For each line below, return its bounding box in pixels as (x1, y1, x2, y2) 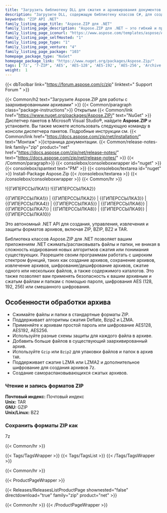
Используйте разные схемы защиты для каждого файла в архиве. (12, 333, 153, 339)
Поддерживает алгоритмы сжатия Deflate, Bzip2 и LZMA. (12, 317, 134, 323)
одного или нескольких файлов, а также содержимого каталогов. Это (5, 268, 154, 274)
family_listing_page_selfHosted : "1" (5, 35, 83, 40)
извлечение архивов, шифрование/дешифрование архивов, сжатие (5, 263, 149, 268)
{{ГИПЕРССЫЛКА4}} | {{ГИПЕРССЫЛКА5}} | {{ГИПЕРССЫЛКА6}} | (5, 201, 148, 206)
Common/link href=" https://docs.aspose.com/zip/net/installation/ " (5, 133, 141, 139)
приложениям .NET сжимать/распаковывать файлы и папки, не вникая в (5, 241, 161, 247)
